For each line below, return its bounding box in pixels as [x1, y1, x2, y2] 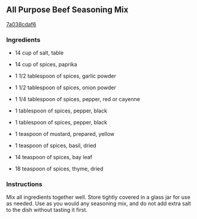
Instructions [6, 180, 43, 188]
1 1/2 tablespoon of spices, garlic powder [14, 72, 117, 80]
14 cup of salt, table [14, 49, 64, 56]
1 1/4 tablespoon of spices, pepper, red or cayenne [14, 96, 141, 103]
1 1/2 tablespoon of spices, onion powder [14, 84, 117, 92]
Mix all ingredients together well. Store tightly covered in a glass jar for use [6, 194, 190, 201]
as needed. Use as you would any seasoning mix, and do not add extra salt [6, 200, 192, 207]
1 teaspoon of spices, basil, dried [14, 142, 97, 149]
